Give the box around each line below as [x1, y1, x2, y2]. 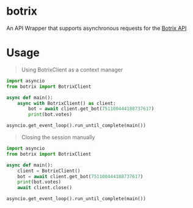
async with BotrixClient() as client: [17, 100, 116, 106]
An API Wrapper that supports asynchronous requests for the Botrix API [6, 24, 187, 32]
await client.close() [17, 185, 72, 191]
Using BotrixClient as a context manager [21, 66, 123, 73]
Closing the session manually [21, 134, 95, 141]
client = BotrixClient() [17, 168, 81, 174]
